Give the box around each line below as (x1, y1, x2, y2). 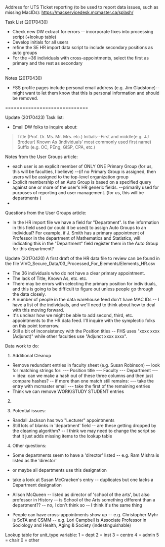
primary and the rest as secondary (12, 60, 83, 66)
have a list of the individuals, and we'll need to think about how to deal (12, 302, 156, 308)
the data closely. (12, 291, 46, 297)
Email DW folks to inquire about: (12, 124, 78, 130)
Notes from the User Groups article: (5, 154, 78, 160)
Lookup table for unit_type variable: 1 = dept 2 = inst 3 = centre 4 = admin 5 (5, 532, 159, 538)
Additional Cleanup (12, 353, 51, 358)
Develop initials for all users (12, 39, 69, 45)
